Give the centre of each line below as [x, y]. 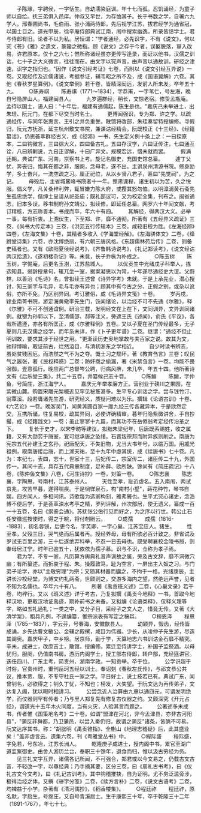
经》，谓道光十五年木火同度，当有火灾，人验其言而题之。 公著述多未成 [97, 706]
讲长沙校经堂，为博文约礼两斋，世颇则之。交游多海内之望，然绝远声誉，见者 [100, 579]
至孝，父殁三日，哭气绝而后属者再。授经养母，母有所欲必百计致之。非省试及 [100, 534]
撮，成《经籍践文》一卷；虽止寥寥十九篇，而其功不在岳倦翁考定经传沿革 [95, 421]
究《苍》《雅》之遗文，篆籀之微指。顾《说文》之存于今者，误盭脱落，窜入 [97, 46]
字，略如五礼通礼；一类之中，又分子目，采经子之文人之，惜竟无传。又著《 [98, 609]
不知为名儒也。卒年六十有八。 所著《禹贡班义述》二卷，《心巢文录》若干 [100, 586]
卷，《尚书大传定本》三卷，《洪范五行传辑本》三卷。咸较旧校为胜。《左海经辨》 [100, 226]
